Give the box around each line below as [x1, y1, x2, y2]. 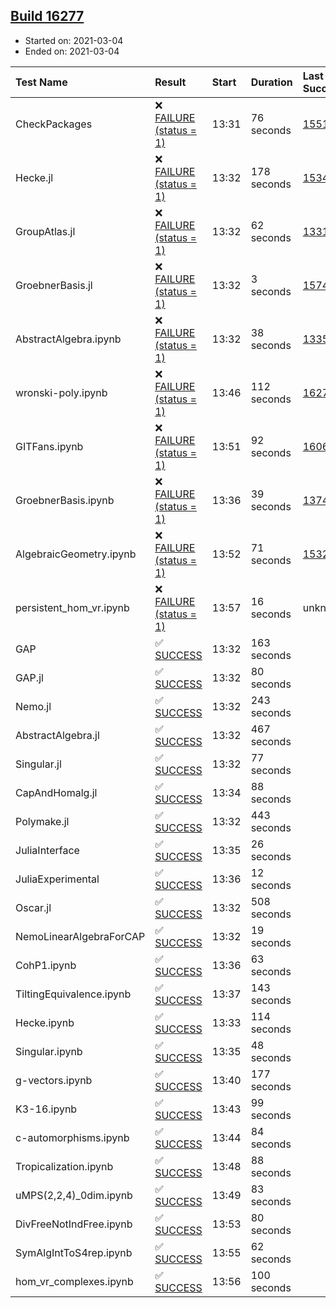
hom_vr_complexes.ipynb [15, 1274, 134, 1288]
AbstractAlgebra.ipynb [15, 332, 122, 346]
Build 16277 [10, 8, 85, 25]
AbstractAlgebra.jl [15, 728, 100, 742]
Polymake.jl [15, 814, 70, 828]
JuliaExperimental [15, 872, 100, 886]
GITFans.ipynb [15, 439, 84, 453]
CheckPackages [15, 117, 93, 131]
